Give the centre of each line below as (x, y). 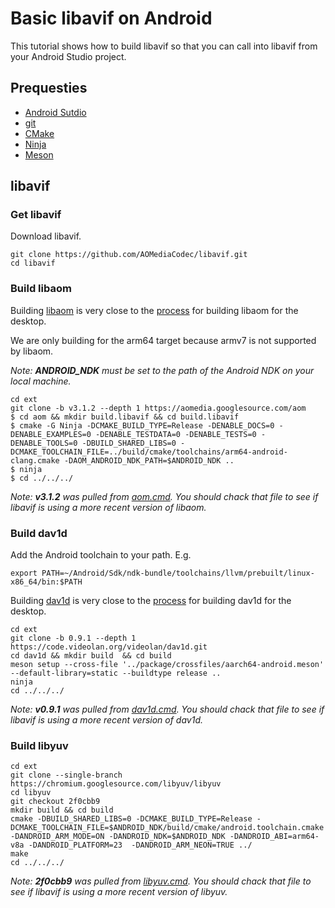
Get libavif (36, 215)
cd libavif (33, 263)
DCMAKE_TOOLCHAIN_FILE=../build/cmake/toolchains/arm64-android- (149, 452)
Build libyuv (39, 745)
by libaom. (32, 351)
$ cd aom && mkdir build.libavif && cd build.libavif (125, 417)
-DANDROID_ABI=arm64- (274, 837)
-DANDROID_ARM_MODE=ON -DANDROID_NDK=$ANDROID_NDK (118, 837)
